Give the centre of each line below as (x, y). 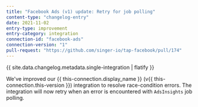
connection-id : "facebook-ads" (45, 39)
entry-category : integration (42, 34)
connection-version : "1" (37, 45)
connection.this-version (35, 85)
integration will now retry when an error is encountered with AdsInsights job (99, 91)
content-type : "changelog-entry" (48, 17)
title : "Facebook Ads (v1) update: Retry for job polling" (81, 12)
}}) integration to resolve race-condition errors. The (129, 85)
